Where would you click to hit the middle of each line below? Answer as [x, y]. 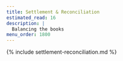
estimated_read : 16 [31, 18]
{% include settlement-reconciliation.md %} [62, 52]
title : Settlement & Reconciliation [53, 12]
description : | [26, 23]
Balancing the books [38, 29]
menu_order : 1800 [28, 35]
